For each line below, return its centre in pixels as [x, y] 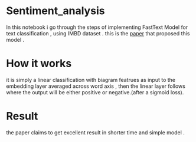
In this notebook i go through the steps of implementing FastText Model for [97, 27]
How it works [39, 64]
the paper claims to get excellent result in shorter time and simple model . [95, 132]
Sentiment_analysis [55, 11]
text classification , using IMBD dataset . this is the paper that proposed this [98, 33]
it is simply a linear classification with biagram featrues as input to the [91, 80]
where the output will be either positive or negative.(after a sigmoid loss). [95, 92]
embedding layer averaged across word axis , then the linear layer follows [96, 86]
